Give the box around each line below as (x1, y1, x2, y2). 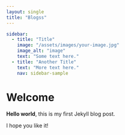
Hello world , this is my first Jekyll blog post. (6, 110, 115, 118)
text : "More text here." (17, 64, 79, 71)
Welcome (6, 90, 55, 104)
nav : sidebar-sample (17, 70, 69, 76)
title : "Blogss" (6, 14, 47, 20)
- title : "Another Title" (11, 58, 77, 65)
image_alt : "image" (17, 48, 66, 54)
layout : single (6, 8, 44, 15)
